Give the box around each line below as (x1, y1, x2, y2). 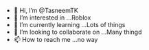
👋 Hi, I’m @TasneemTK (13, 7, 79, 14)
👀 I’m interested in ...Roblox (13, 14, 91, 22)
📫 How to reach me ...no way (13, 36, 98, 43)
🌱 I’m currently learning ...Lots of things (13, 21, 126, 28)
